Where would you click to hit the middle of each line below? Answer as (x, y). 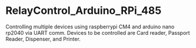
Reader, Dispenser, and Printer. (43, 39)
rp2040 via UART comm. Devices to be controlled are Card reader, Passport (98, 32)
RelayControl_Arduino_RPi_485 (84, 11)
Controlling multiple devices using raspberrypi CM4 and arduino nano (90, 27)
